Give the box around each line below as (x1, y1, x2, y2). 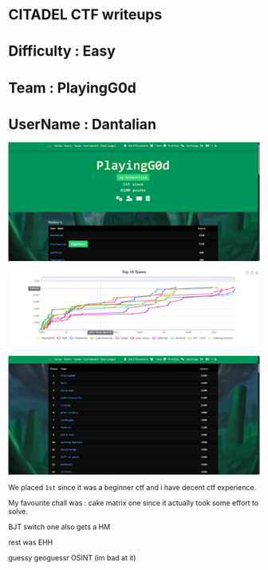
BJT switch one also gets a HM (8, 522, 111, 532)
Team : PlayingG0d (8, 78, 137, 97)
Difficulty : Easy (8, 42, 116, 61)
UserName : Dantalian (8, 115, 157, 133)
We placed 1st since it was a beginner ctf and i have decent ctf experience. (8, 483, 257, 493)
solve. (8, 507, 29, 517)
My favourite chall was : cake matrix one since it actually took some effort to (8, 498, 259, 508)
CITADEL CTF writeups (8, 6, 163, 24)
